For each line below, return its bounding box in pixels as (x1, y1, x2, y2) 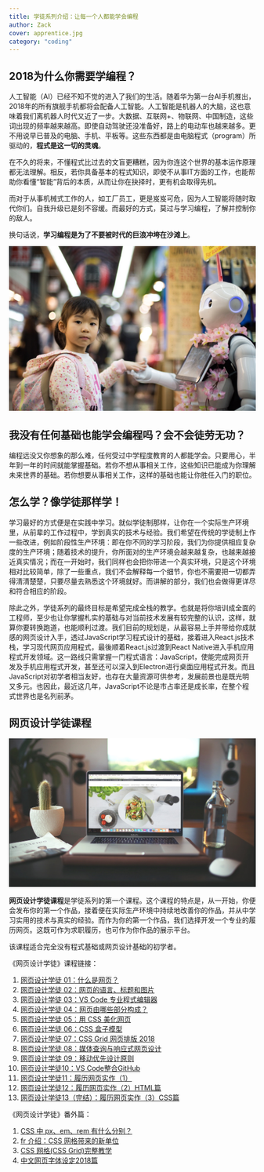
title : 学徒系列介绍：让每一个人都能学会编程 (9, 13, 139, 20)
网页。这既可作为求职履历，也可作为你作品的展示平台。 (15, 926, 194, 935)
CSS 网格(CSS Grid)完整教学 (20, 1146, 113, 1156)
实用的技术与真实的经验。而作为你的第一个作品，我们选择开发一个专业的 (15, 915, 249, 925)
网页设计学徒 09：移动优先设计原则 (20, 1054, 135, 1063)
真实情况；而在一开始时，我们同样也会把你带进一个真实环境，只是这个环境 (15, 557, 256, 566)
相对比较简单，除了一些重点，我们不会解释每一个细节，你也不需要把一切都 (9, 566, 249, 576)
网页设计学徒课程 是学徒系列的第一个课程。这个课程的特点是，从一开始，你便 (9, 896, 256, 905)
